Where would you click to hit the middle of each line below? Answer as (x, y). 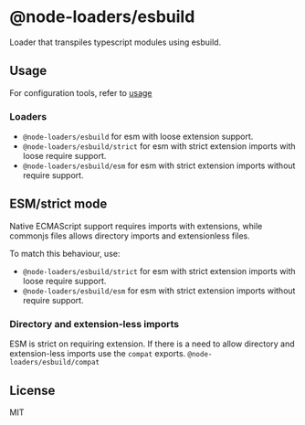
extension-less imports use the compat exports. (98, 354)
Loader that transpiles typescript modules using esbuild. (116, 42)
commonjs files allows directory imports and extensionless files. (130, 236)
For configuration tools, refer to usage (81, 92)
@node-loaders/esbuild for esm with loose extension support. (138, 137)
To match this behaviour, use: (65, 253)
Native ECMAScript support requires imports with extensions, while (136, 226)
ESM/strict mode (58, 204)
